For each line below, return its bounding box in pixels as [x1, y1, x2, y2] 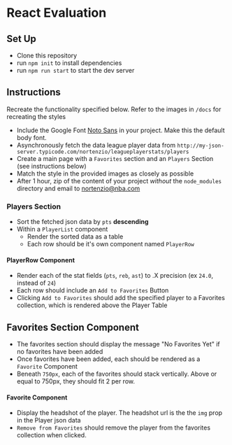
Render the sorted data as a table [27, 232, 124, 241]
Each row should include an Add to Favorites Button [16, 286, 169, 295]
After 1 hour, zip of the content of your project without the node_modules [16, 176, 222, 185]
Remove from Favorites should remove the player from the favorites [16, 423, 211, 432]
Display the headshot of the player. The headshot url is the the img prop [16, 409, 223, 417]
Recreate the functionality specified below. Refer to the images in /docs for [6, 105, 222, 113]
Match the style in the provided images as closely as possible [16, 169, 194, 178]
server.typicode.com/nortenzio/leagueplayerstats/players [16, 148, 189, 155]
